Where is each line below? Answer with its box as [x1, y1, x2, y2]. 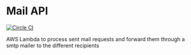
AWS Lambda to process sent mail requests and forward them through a [6, 35, 185, 42]
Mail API [6, 4, 49, 18]
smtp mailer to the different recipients [6, 42, 100, 49]
